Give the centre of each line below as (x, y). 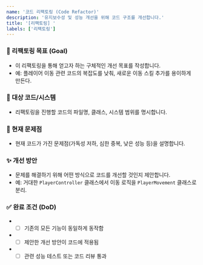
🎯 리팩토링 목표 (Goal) (37, 51)
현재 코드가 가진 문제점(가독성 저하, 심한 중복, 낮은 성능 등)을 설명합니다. (100, 143)
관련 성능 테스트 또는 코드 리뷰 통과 (65, 256)
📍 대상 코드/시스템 (31, 97)
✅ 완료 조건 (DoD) (31, 208)
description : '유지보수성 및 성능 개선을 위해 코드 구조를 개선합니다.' (85, 18)
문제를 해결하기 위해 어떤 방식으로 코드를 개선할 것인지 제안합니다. (93, 175)
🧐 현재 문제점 (24, 129)
